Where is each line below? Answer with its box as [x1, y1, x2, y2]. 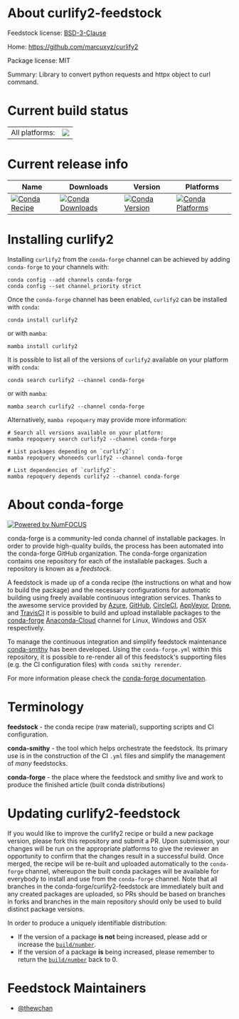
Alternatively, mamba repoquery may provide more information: [7, 415, 187, 424]
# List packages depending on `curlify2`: [7, 448, 135, 455]
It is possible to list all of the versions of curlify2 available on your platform [7, 355, 229, 364]
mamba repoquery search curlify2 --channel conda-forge [7, 435, 176, 443]
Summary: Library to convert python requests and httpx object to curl [7, 70, 211, 78]
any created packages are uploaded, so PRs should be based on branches [7, 889, 226, 898]
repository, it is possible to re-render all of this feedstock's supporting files [7, 652, 226, 661]
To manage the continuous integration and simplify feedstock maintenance [7, 637, 227, 646]
